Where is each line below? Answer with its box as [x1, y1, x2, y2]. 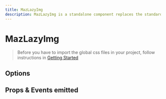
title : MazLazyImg [5, 7, 43, 12]
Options [5, 69, 31, 77]
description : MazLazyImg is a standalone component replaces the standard [5, 12, 163, 17]
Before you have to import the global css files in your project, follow [17, 49, 155, 55]
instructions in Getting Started [17, 55, 79, 61]
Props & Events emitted [5, 86, 79, 95]
